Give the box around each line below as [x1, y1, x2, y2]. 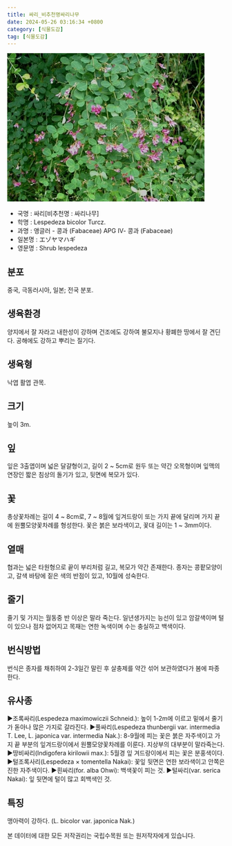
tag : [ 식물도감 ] [7, 33, 48, 40]
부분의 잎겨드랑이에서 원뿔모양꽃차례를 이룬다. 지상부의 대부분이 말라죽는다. [21, 740, 225, 748]
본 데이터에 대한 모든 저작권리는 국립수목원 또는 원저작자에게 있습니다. [7, 831, 195, 840]
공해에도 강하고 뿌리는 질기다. [16, 336, 96, 344]
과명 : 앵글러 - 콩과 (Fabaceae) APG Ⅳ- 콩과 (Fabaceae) [17, 227, 173, 235]
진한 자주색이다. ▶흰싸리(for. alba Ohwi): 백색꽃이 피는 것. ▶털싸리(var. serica [7, 766, 221, 775]
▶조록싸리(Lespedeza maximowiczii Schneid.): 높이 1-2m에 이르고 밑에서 [7, 715, 211, 723]
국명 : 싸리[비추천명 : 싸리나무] [17, 210, 99, 218]
